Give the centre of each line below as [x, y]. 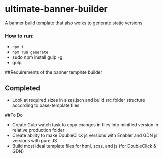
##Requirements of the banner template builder [54, 72]
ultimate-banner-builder [57, 9]
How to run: [20, 36]
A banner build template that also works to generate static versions [74, 23]
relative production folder [38, 130]
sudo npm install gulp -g [37, 57]
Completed [23, 88]
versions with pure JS [35, 141]
